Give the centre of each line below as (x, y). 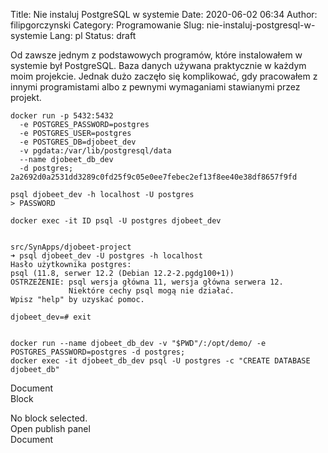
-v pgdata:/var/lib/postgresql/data (95, 151)
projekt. (26, 97)
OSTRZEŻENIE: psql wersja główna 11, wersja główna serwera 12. (147, 282)
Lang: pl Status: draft (93, 35)
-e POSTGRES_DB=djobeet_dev (78, 142)
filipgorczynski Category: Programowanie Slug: (107, 25)
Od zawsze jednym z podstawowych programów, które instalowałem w (156, 55)
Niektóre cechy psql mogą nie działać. (151, 291)
